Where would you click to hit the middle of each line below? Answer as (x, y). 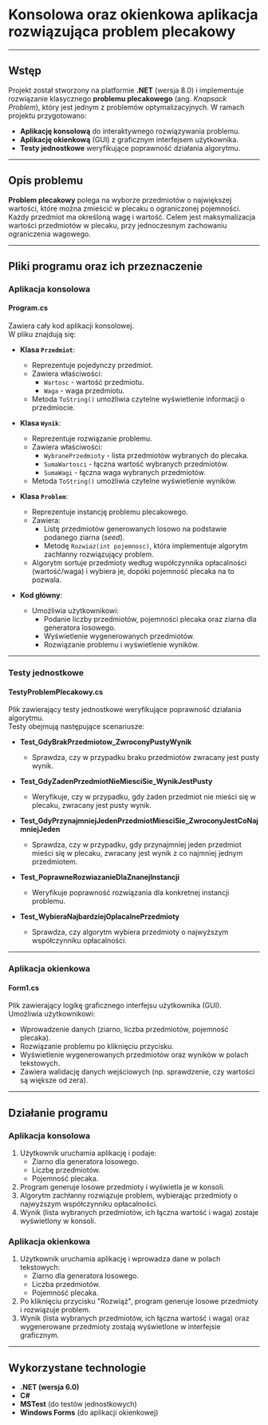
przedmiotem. (55, 862)
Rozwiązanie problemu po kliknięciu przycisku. (97, 1047)
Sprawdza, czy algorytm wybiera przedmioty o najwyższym (130, 932)
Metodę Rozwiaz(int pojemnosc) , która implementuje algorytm (146, 546)
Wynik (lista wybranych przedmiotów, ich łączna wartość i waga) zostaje (139, 1213)
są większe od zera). (54, 1080)
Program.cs (28, 308)
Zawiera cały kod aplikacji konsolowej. (71, 326)
